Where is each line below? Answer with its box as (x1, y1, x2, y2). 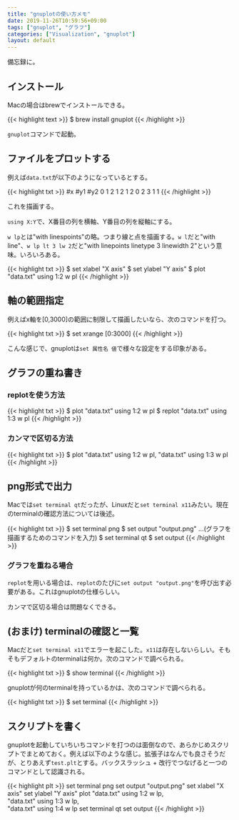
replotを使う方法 (7, 390, 66, 400)
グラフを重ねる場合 (7, 561, 73, 571)
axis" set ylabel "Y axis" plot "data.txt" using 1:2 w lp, (7, 789, 164, 798)
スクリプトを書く (7, 720, 83, 732)
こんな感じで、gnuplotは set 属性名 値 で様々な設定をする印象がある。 (7, 344, 210, 352)
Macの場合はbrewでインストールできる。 (7, 101, 128, 109)
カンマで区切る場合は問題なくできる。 (7, 602, 120, 611)
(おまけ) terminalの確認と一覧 (7, 626, 139, 638)
